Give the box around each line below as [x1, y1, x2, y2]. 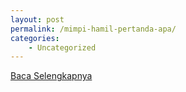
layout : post [10, 14, 65, 25]
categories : [10, 33, 60, 43]
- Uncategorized [28, 42, 97, 53]
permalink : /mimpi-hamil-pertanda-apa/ [10, 24, 177, 34]
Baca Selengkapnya [10, 70, 93, 82]
